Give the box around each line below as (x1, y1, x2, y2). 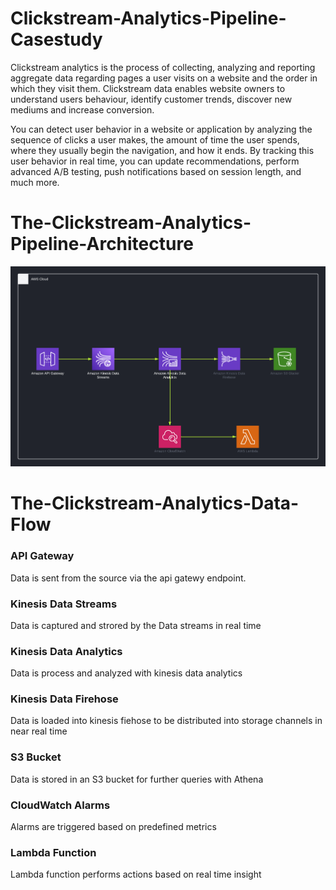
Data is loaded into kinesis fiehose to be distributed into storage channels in (10, 715, 323, 727)
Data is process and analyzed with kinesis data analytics (10, 667, 243, 679)
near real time (10, 725, 68, 737)
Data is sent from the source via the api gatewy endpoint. (10, 572, 247, 584)
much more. (10, 176, 60, 188)
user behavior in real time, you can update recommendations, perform (10, 155, 300, 167)
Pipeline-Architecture (10, 233, 194, 256)
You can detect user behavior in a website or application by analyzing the (10, 123, 313, 135)
